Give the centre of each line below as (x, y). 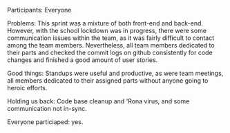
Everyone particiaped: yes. (45, 122)
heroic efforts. (27, 88)
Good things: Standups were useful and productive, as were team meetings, (115, 73)
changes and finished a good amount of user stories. (83, 60)
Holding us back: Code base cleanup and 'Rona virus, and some (98, 101)
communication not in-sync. (47, 109)
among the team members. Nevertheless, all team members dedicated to (111, 45)
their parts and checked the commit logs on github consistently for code (110, 52)
